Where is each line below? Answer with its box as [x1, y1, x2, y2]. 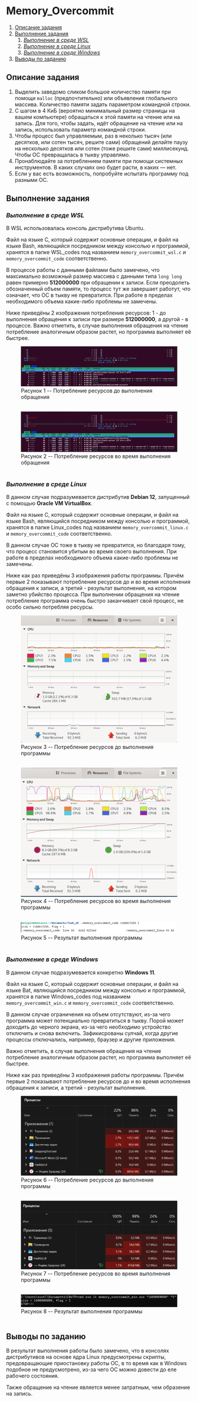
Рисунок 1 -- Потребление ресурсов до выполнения [21, 387, 153, 395]
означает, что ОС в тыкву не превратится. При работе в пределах [6, 292, 173, 299]
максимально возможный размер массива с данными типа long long [6, 273, 182, 280]
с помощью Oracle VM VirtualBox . [6, 500, 93, 507]
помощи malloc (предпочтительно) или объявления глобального [14, 94, 178, 101]
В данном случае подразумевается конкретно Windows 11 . [6, 969, 156, 976]
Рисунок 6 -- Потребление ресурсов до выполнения [21, 1176, 154, 1183]
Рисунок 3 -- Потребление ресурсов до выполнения [21, 743, 154, 750]
